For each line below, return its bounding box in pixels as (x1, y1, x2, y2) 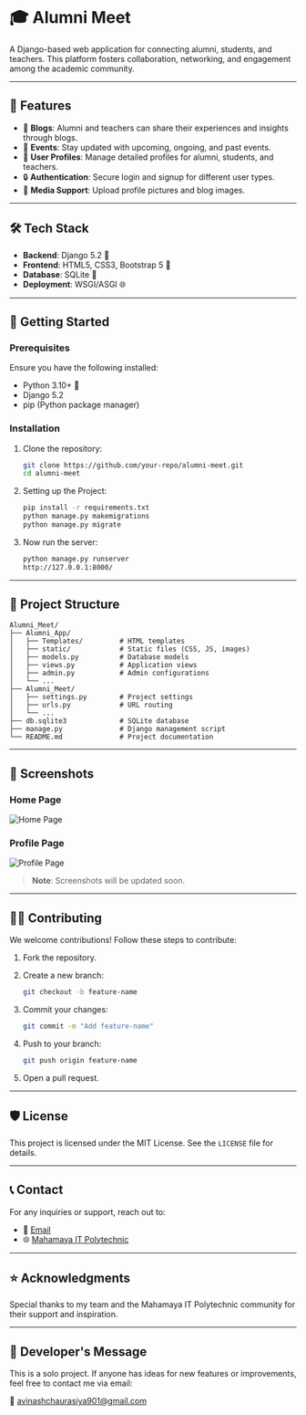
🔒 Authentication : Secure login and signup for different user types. (22, 171, 275, 183)
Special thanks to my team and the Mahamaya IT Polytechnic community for (9, 1299, 296, 1310)
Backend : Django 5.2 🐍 (22, 249, 110, 260)
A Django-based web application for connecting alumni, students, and (9, 43, 272, 55)
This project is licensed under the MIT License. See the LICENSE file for (9, 1137, 273, 1148)
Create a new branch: (22, 970, 105, 981)
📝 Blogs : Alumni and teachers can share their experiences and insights (22, 122, 289, 133)
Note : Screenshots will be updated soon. (31, 875, 185, 886)
